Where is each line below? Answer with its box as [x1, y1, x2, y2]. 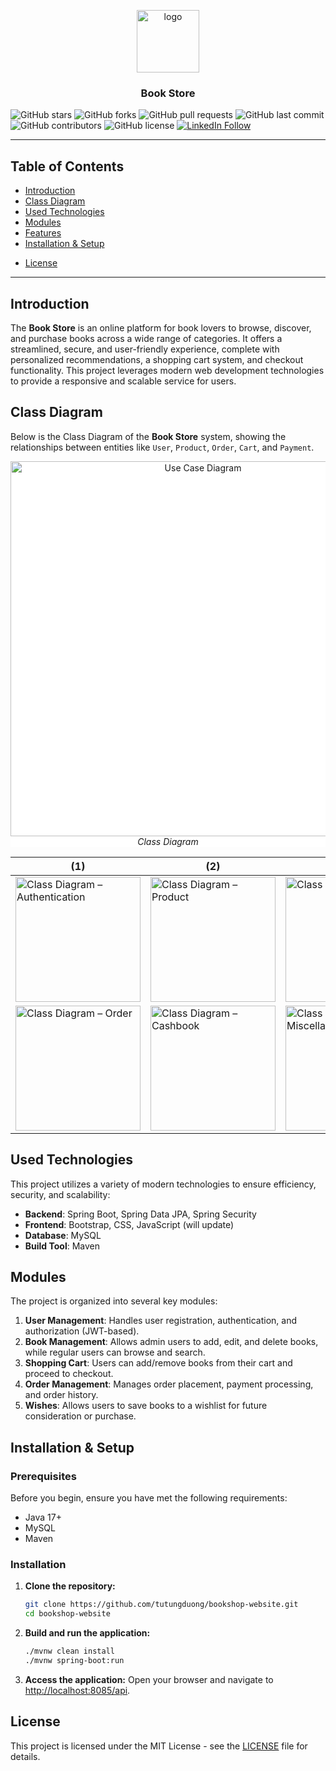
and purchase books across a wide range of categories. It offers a [10, 332, 283, 344]
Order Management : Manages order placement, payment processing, [24, 1378, 314, 1390]
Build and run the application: [24, 1627, 151, 1639]
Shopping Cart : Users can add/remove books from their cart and [24, 1357, 293, 1369]
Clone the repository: [24, 1580, 116, 1592]
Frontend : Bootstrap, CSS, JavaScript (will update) [24, 1218, 235, 1230]
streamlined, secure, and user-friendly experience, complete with [10, 343, 280, 355]
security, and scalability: [10, 1188, 111, 1200]
